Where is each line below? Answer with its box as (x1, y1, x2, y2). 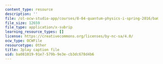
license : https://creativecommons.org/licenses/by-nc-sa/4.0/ (5, 34, 133, 39)
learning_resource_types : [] (5, 29, 64, 34)
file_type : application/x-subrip (5, 25, 73, 30)
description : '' (5, 12, 38, 16)
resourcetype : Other (5, 43, 47, 48)
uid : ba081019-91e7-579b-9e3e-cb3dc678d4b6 (5, 51, 95, 57)
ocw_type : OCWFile (5, 38, 42, 43)
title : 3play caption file (5, 47, 60, 52)
